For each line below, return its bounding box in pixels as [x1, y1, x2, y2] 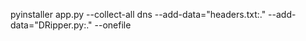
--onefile [94, 19, 132, 31]
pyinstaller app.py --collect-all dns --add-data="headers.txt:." [10, 9, 267, 20]
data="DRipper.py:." [10, 19, 93, 31]
